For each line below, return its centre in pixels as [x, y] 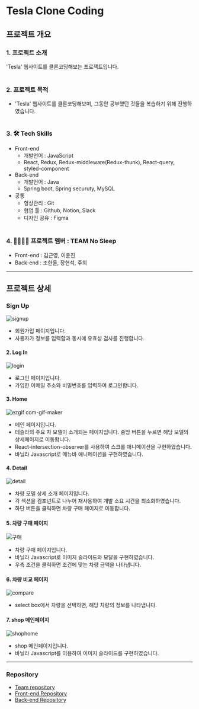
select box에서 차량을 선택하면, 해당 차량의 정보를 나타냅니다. [86, 605]
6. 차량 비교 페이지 [27, 579]
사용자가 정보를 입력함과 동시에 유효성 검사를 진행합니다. [80, 338]
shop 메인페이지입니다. [41, 646]
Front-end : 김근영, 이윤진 [45, 255]
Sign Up [18, 306]
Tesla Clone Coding [55, 11]
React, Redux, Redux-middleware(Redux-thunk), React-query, [99, 162]
